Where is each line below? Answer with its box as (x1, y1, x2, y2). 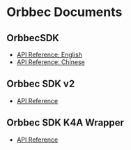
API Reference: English (16, 50, 83, 59)
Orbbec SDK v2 (6, 78, 75, 90)
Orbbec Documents (6, 4, 123, 20)
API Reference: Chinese (16, 58, 85, 66)
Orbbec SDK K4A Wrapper (6, 117, 125, 129)
